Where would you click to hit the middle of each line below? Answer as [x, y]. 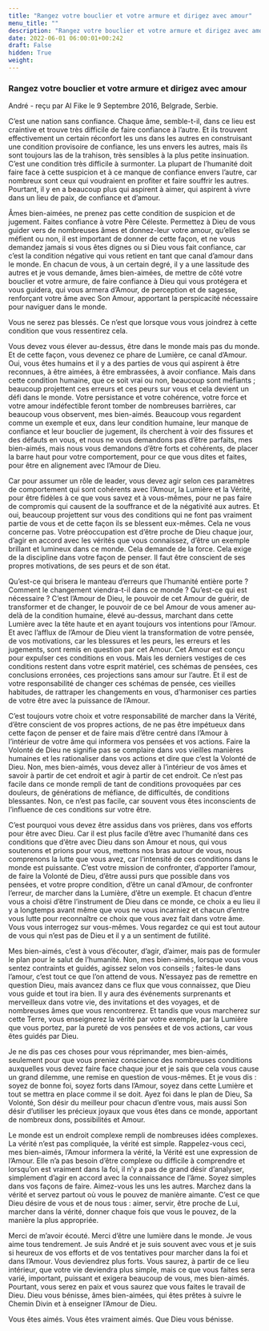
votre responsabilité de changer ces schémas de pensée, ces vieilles [122, 684]
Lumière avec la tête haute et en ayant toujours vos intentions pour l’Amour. [132, 624]
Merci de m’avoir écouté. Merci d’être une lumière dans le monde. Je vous [130, 1236]
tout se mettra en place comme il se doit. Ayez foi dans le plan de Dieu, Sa [130, 1094]
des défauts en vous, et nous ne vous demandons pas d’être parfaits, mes [130, 440]
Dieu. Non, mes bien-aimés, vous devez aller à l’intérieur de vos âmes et [127, 767]
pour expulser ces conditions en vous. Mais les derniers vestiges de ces [127, 658]
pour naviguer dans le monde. [58, 307]
